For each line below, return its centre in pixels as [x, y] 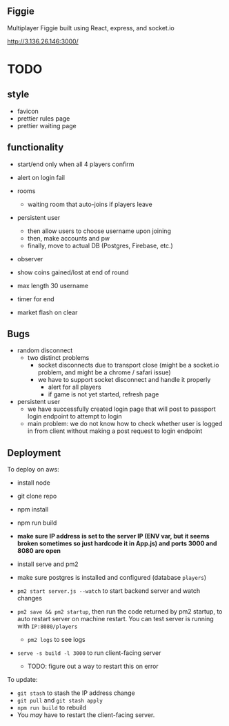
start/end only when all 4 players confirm [76, 164]
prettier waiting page [47, 125]
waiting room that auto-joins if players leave [90, 204]
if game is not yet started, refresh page [103, 394]
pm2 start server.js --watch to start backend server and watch [109, 591]
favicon [28, 111]
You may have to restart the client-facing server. [86, 715]
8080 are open [39, 551]
